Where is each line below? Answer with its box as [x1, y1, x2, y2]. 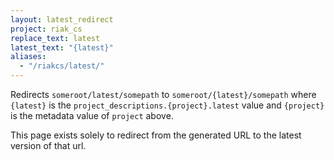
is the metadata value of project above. [10, 110, 174, 121]
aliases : [10, 52, 47, 62]
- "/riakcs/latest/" [19, 61, 105, 71]
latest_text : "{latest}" [10, 42, 114, 53]
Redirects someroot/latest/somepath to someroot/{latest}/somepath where [10, 89, 317, 100]
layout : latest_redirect [10, 14, 114, 25]
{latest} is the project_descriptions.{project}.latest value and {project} [10, 99, 325, 111]
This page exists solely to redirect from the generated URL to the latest [10, 129, 302, 141]
